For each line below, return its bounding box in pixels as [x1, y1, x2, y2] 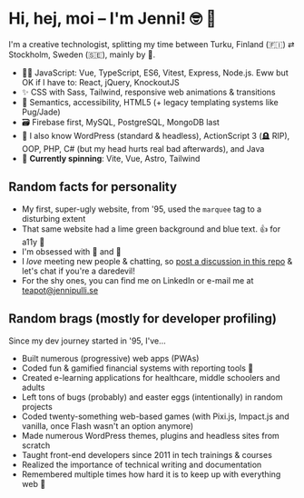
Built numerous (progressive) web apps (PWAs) [21, 353, 200, 364]
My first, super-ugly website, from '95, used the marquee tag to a [21, 204, 262, 214]
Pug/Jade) [21, 106, 61, 117]
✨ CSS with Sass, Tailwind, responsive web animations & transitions [21, 86, 276, 97]
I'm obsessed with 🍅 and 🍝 [21, 245, 122, 257]
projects [21, 401, 54, 412]
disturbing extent [21, 213, 86, 224]
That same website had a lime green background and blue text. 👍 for [21, 223, 281, 234]
